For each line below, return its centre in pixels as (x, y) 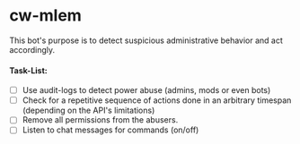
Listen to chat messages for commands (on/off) (110, 130)
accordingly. (32, 49)
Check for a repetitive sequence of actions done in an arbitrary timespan (157, 100)
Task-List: (28, 70)
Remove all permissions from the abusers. (100, 120)
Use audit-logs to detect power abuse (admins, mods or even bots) (146, 90)
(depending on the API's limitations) (88, 110)
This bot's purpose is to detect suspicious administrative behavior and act (146, 40)
